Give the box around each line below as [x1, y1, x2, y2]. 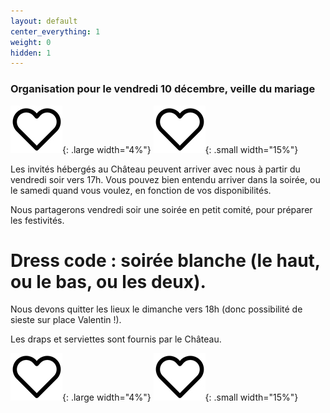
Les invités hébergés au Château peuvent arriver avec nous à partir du [10, 163, 301, 175]
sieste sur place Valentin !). [10, 314, 122, 326]
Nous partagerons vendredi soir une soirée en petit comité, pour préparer [10, 203, 313, 215]
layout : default [10, 16, 78, 26]
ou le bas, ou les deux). [10, 270, 207, 293]
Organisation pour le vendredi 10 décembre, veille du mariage [10, 82, 316, 96]
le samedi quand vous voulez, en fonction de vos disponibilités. [10, 184, 272, 196]
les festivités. [10, 214, 65, 226]
